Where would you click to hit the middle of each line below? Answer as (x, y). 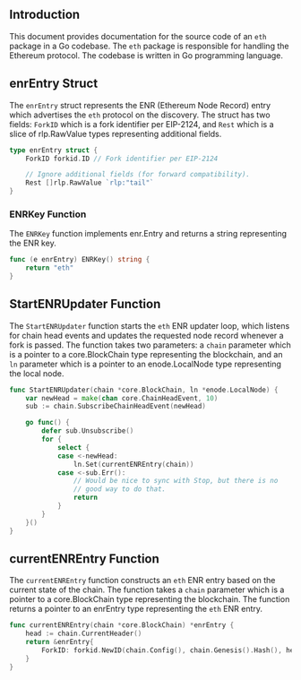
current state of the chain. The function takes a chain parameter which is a (147, 590)
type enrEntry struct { (54, 150)
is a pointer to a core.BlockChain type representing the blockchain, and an (146, 354)
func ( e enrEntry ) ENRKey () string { (80, 260)
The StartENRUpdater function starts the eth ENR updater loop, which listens (150, 325)
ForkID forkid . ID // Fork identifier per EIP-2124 (122, 159)
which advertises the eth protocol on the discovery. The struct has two (140, 115)
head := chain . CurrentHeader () (84, 634)
